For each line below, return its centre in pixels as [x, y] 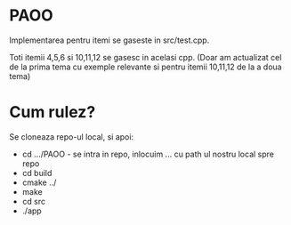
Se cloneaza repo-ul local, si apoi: [72, 137]
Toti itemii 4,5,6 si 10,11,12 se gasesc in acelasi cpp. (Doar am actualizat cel [145, 57]
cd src [34, 201]
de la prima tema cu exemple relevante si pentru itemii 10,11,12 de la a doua [145, 67]
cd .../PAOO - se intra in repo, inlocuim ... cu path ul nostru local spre [148, 154]
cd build [37, 173]
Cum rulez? [53, 112]
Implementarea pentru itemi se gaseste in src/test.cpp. [109, 40]
